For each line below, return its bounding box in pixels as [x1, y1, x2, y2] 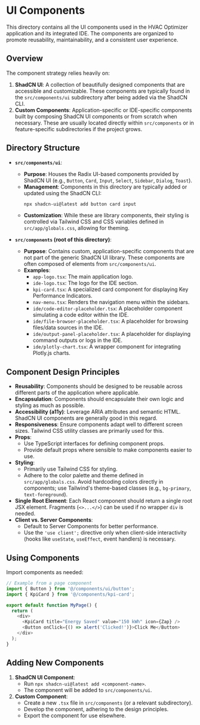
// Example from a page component [6, 580, 93, 587]
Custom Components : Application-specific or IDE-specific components [14, 106, 192, 114]
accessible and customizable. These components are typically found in [14, 87, 190, 95]
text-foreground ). [23, 491, 68, 498]
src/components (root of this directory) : [14, 236, 112, 243]
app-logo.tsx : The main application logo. [32, 273, 133, 280]
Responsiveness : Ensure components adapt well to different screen [14, 421, 183, 428]
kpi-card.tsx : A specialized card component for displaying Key [32, 286, 189, 293]
